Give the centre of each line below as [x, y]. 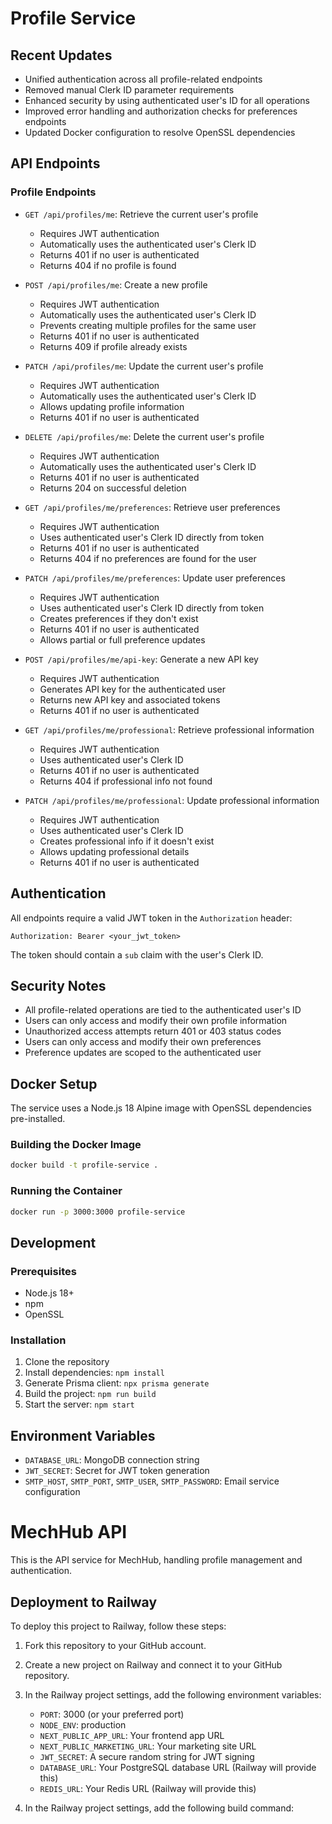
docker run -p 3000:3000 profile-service [98, 1212]
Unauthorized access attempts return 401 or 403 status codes [153, 1031]
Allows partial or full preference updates [122, 639]
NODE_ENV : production [83, 1725]
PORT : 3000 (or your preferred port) [112, 1714]
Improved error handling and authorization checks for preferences [161, 111]
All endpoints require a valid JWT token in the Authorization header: [151, 918]
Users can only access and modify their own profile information [156, 1021]
